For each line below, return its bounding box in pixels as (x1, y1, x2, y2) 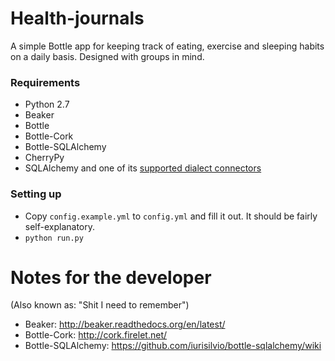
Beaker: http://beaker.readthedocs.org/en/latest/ (24, 318, 226, 331)
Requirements (10, 75, 81, 89)
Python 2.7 (24, 98, 70, 111)
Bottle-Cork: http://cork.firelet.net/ (24, 329, 168, 341)
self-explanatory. (24, 220, 96, 232)
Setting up (10, 187, 62, 201)
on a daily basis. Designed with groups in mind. (10, 50, 205, 62)
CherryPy (24, 152, 65, 164)
